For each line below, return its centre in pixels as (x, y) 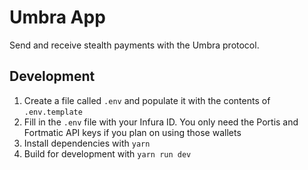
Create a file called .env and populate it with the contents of (147, 100)
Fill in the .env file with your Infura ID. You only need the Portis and (161, 122)
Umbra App (57, 17)
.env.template (53, 112)
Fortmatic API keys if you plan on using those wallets (132, 132)
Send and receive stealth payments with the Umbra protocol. (134, 45)
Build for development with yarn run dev (107, 153)
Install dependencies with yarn (87, 143)
